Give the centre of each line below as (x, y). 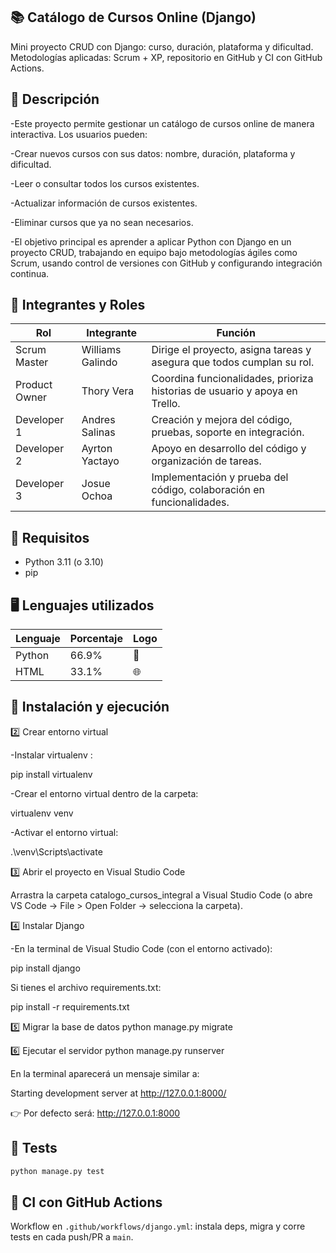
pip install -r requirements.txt (70, 1006)
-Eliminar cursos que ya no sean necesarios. (102, 222)
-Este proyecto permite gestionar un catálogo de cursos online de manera (162, 123)
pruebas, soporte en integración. (228, 432)
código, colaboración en (208, 490)
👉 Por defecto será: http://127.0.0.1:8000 (95, 1113)
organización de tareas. (206, 461)
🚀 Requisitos (50, 537)
